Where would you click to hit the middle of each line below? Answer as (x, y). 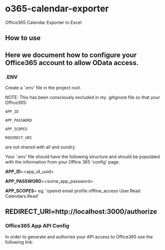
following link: (19, 242)
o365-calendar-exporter (57, 9)
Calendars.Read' (22, 196)
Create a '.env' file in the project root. (43, 88)
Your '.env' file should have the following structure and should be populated (82, 157)
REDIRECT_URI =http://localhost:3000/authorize (81, 212)
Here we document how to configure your (71, 55)
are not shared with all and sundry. (41, 147)
